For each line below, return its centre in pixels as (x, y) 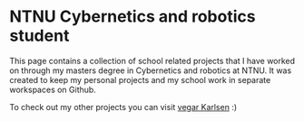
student (39, 36)
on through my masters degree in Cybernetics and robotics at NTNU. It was (151, 70)
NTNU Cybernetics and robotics (132, 17)
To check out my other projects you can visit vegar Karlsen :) (123, 107)
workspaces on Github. (53, 89)
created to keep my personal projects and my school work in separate (140, 79)
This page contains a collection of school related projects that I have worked (152, 60)
